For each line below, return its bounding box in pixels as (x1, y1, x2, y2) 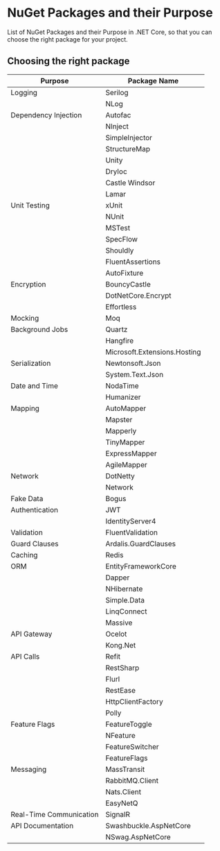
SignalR (105, 809, 130, 819)
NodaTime (105, 380, 140, 390)
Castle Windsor (105, 178, 156, 187)
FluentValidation (105, 528, 158, 537)
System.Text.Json (105, 369, 164, 379)
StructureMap (105, 144, 151, 153)
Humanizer (105, 392, 141, 402)
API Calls (10, 651, 40, 661)
